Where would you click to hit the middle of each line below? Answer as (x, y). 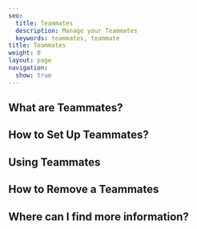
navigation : (28, 68)
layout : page (30, 61)
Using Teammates (54, 162)
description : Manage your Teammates (76, 30)
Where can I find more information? (99, 217)
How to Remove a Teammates (84, 189)
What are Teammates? (66, 108)
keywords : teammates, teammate (68, 38)
